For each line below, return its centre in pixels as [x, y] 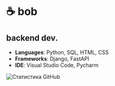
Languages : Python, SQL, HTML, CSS [62, 52]
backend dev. [32, 38]
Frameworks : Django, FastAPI [52, 59]
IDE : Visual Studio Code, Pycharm [57, 65]
